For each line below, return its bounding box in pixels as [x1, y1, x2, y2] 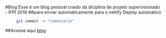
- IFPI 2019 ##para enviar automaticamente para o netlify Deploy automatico [5, 9, 162, 15]
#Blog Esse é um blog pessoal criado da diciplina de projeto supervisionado [5, 4, 160, 10]
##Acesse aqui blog [5, 27, 46, 33]
